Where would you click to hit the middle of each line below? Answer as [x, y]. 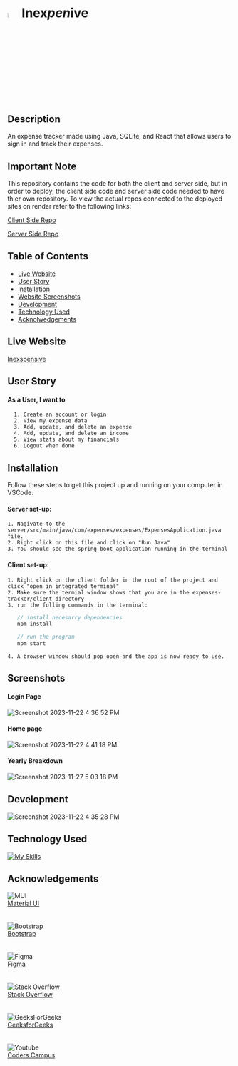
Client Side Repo [32, 220]
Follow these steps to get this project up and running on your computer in [115, 485]
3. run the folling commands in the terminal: [78, 605]
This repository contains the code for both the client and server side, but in [118, 184]
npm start [31, 644]
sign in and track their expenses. [55, 144]
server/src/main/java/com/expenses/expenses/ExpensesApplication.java [114, 530]
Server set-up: [30, 509]
